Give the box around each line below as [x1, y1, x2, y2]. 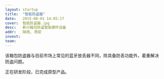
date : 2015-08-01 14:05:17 [5, 16, 64, 21]
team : [5, 39, 16, 44]
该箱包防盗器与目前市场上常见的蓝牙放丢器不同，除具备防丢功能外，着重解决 [5, 52, 159, 58]
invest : [5, 34, 21, 39]
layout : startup [5, 7, 38, 12]
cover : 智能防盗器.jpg [5, 20, 50, 26]
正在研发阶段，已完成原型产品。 [5, 69, 69, 75]
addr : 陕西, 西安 [5, 30, 42, 34]
